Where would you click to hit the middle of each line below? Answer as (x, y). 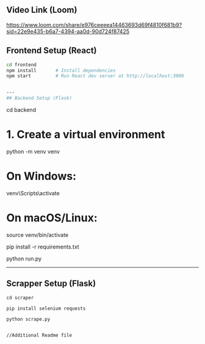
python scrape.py (28, 319)
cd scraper (20, 297)
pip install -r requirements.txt (43, 247)
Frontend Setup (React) (52, 50)
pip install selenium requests (46, 308)
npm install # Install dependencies (61, 70)
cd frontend (21, 65)
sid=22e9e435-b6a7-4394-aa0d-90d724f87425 (68, 31)
